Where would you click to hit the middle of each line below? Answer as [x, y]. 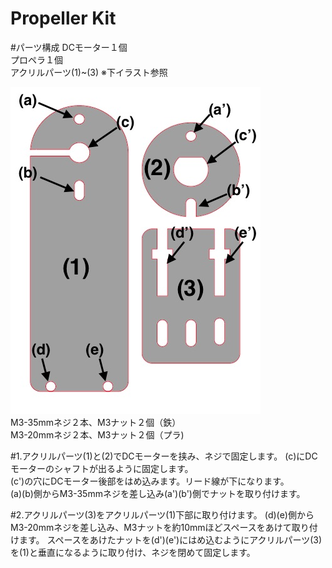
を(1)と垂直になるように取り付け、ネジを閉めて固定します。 [133, 552]
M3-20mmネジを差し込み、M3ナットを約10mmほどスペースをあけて [151, 527]
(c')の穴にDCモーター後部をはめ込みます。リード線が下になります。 [150, 481]
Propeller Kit [63, 18]
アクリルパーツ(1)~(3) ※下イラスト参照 [89, 72]
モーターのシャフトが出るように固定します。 [102, 468]
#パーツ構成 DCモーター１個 [69, 47]
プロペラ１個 [36, 59]
